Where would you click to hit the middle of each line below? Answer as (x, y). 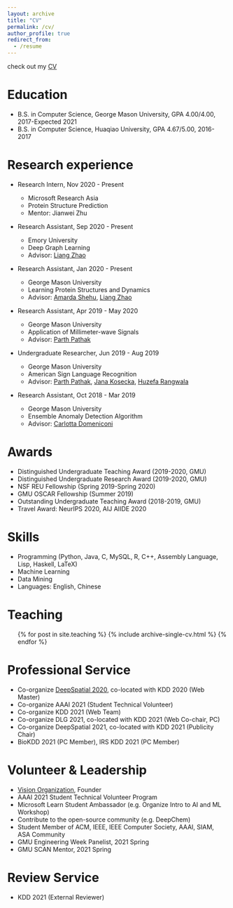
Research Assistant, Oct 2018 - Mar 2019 (76, 395)
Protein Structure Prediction (68, 205)
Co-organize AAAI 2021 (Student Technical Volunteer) (95, 704)
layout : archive (31, 14)
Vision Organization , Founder (59, 789)
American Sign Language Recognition (82, 374)
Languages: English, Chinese (59, 586)
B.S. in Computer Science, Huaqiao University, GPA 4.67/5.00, (107, 129)
